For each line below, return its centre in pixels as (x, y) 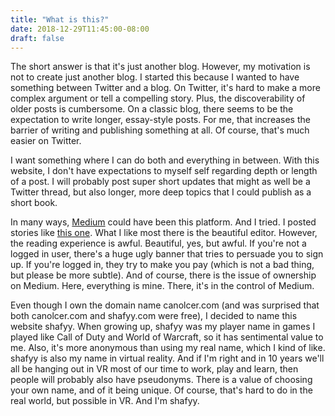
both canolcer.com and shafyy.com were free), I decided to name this (154, 316)
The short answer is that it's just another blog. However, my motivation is (160, 67)
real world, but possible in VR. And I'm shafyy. (105, 401)
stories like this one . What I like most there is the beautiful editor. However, (164, 233)
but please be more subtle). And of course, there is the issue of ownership (163, 275)
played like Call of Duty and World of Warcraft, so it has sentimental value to (167, 337)
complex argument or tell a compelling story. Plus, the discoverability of (158, 98)
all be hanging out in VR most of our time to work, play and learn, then (154, 369)
